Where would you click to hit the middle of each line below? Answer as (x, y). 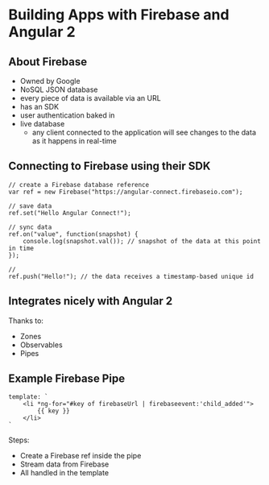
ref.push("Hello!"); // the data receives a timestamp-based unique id (131, 276)
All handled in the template (64, 473)
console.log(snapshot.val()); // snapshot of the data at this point (142, 241)
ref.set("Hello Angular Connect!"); (70, 213)
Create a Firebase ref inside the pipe (81, 456)
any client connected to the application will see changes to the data (144, 132)
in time (21, 248)
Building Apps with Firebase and (119, 15)
